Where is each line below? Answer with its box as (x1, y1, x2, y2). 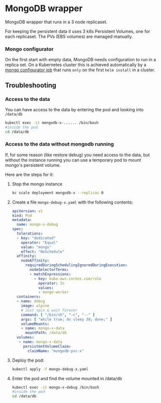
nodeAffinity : (21, 258, 49, 263)
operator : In (38, 281, 64, 285)
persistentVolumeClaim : (23, 344, 71, 349)
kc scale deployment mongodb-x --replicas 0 (12, 190, 104, 195)
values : (38, 285, 54, 290)
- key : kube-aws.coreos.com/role (33, 276, 102, 281)
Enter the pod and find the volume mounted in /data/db (12, 375, 122, 381)
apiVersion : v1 (12, 208, 43, 214)
